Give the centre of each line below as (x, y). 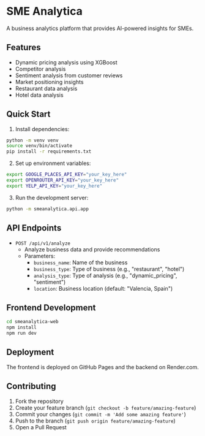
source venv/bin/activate (39, 146)
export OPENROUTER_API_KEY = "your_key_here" (63, 180)
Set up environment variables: (53, 163)
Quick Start (28, 114)
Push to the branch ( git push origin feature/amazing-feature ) (95, 421)
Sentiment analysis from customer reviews (69, 75)
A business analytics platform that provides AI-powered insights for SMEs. (100, 28)
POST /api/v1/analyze (43, 243)
